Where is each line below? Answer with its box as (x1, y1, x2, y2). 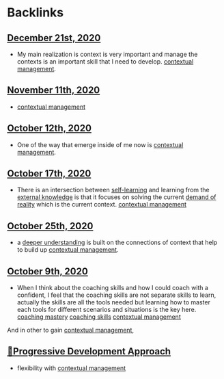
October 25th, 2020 (7, 220, 94, 232)
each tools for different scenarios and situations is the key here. (16, 306, 197, 314)
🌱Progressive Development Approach (7, 345, 171, 357)
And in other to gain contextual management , (7, 326, 135, 335)
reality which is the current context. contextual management (16, 200, 186, 209)
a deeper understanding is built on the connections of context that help (16, 238, 218, 247)
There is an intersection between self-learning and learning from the (16, 186, 210, 194)
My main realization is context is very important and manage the (16, 50, 198, 58)
